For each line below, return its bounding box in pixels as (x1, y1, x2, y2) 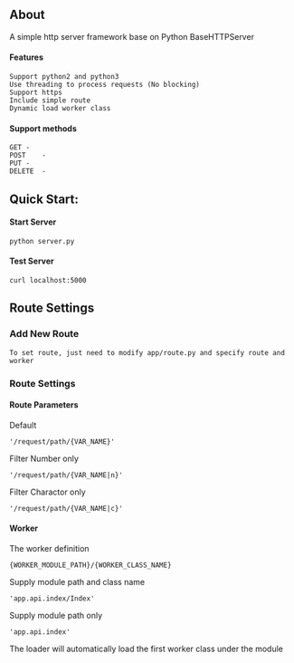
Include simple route (9, 96, 91, 105)
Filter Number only (9, 453, 80, 464)
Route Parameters (9, 399, 79, 410)
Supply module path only (9, 610, 103, 621)
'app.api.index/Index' (9, 594, 95, 603)
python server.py (9, 236, 75, 245)
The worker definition (9, 543, 90, 554)
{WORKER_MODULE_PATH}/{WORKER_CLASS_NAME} (9, 561, 172, 570)
